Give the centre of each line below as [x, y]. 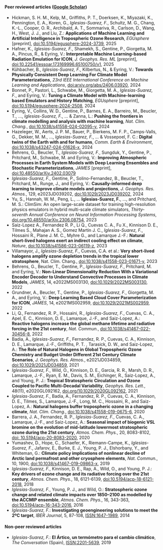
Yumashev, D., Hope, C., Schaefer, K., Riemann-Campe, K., [71, 443]
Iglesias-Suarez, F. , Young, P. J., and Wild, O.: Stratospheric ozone [79, 489]
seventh [20, 215]
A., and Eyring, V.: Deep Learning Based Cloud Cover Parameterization [84, 298]
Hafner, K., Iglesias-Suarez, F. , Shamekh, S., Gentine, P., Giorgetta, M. [82, 49]
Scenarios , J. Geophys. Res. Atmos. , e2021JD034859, [66, 360]
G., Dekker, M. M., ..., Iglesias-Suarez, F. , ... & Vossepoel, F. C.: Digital [82, 137]
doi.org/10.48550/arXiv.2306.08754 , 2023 [54, 220]
